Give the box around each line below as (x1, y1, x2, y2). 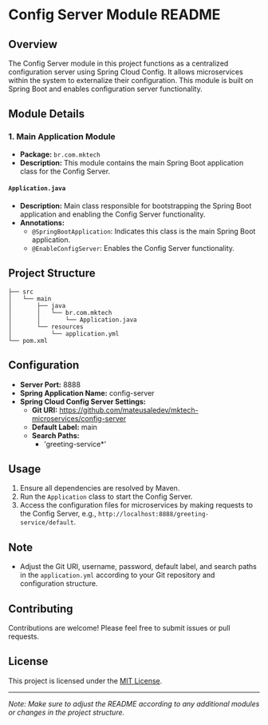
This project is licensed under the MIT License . (8, 675, 163, 685)
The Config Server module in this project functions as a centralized (8, 58, 229, 68)
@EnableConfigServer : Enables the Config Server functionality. (31, 243, 235, 253)
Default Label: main (31, 422, 98, 432)
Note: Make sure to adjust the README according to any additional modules (8, 699, 260, 708)
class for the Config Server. (19, 166, 110, 176)
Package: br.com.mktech (19, 149, 101, 159)
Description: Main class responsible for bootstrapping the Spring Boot (19, 201, 252, 210)
